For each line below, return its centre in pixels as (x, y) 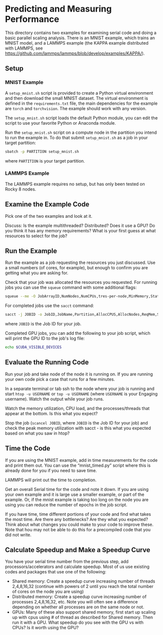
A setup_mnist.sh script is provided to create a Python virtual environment (79, 93)
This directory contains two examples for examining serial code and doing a (81, 33)
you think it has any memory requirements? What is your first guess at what (81, 230)
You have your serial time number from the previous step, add (67, 562)
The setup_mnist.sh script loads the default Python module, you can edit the (81, 118)
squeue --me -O (20, 296)
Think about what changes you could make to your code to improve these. (79, 524)
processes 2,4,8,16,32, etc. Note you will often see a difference (75, 602)
